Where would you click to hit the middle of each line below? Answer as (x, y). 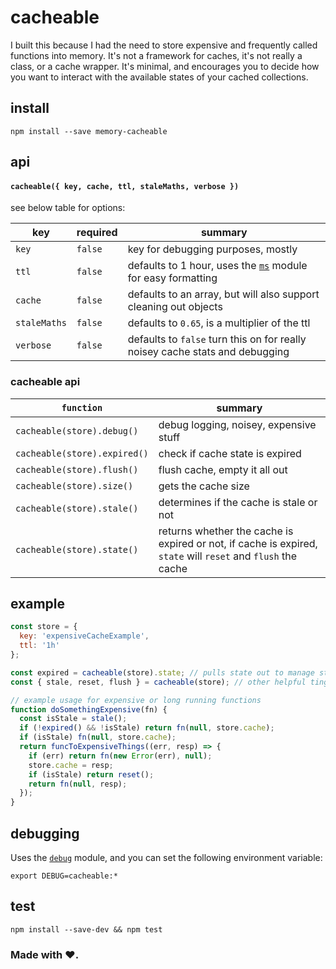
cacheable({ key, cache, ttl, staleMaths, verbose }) (125, 186)
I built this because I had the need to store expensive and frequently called (164, 45)
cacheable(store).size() (74, 485)
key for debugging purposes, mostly (212, 249)
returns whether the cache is (226, 531)
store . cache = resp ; (71, 765)
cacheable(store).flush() (77, 469)
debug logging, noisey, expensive (237, 424)
